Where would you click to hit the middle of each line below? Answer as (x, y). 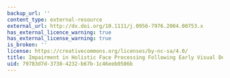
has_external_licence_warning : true (59, 32)
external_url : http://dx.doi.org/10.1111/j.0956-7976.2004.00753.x (105, 26)
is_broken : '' (27, 45)
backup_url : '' (29, 13)
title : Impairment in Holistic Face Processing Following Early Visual (111, 58)
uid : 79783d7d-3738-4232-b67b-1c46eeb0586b (70, 64)
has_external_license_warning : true (59, 39)
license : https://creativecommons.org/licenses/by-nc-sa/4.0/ (98, 52)
